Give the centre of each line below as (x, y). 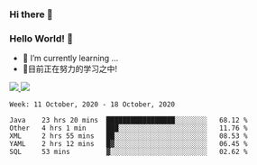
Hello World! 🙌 (41, 38)
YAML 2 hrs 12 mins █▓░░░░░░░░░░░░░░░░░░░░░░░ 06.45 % (128, 144)
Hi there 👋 (32, 14)
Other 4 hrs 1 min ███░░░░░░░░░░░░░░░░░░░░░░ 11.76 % (128, 128)
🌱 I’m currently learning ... (70, 59)
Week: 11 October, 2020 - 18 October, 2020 (92, 105)
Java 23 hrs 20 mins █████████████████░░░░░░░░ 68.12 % (128, 121)
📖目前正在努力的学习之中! (70, 69)
